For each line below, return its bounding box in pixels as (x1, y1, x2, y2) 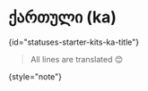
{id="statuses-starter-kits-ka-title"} (8, 37, 140, 47)
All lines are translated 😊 (30, 54, 124, 64)
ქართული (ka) (8, 7, 118, 28)
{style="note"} (8, 70, 63, 82)
